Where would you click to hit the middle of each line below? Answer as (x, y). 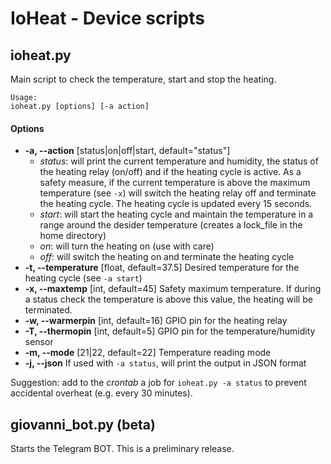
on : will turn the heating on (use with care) (127, 246)
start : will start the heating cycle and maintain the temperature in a (176, 214)
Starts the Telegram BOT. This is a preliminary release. (122, 449)
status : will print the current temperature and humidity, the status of (179, 161)
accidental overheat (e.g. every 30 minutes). (101, 393)
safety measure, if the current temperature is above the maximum (175, 183)
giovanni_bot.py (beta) (83, 424)
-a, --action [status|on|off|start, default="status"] (127, 151)
